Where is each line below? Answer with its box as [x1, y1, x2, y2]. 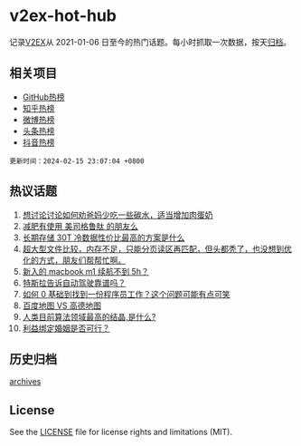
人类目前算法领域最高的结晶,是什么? [22, 311, 156, 322]
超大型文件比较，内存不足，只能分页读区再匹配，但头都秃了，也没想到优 [22, 243, 292, 254]
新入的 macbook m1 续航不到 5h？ [22, 266, 149, 276]
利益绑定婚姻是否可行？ [22, 323, 110, 334]
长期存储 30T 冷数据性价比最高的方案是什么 [22, 232, 185, 243]
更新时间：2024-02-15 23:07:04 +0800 [9, 156, 145, 166]
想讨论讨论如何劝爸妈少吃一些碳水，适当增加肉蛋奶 [22, 209, 213, 220]
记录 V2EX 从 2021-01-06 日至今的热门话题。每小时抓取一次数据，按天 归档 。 [9, 36, 292, 47]
